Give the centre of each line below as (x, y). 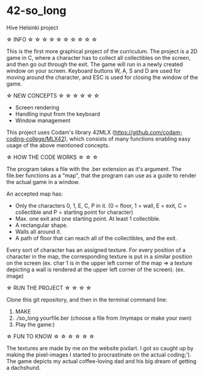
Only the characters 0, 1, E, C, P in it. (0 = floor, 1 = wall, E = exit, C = (101, 205)
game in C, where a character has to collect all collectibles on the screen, (99, 57)
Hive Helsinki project (32, 28)
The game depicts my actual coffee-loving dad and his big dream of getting (101, 361)
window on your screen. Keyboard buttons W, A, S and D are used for (94, 70)
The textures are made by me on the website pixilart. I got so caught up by (100, 348)
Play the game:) (35, 324)
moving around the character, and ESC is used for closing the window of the (102, 77)
